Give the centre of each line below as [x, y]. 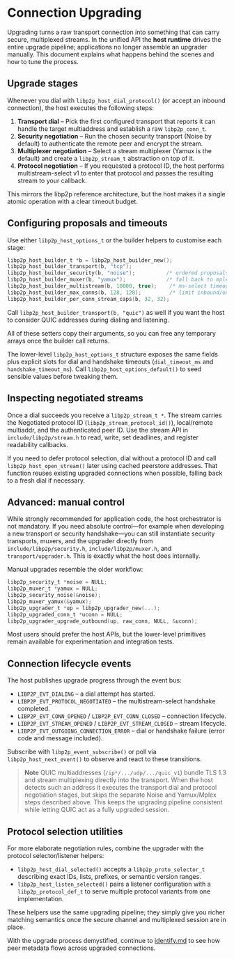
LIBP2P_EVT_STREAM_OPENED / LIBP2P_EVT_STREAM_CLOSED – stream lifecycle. [122, 724]
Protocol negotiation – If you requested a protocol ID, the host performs [121, 166]
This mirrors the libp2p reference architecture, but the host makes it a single [116, 194]
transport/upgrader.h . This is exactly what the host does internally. [104, 556]
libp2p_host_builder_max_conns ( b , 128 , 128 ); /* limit [101, 293]
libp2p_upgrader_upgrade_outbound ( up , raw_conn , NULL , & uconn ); [102, 621]
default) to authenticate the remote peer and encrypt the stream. [110, 143]
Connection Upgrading [75, 13]
